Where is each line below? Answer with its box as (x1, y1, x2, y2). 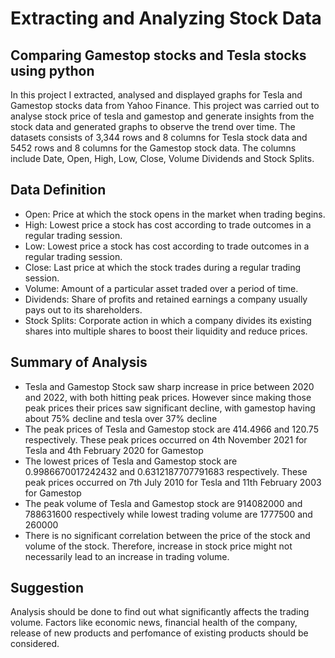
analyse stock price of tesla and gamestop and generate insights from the (10, 110, 315, 122)
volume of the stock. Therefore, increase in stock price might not (24, 540, 293, 552)
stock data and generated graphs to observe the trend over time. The (10, 121, 296, 132)
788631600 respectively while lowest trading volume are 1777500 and (24, 508, 313, 520)
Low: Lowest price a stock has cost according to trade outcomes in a (24, 240, 310, 252)
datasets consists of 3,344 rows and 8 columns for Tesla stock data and (10, 132, 308, 143)
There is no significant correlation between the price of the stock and (24, 529, 311, 541)
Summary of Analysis (10, 354, 148, 371)
